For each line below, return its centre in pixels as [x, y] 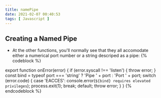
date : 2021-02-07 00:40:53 [33, 14]
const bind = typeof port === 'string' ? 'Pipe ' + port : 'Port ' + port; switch [80, 75]
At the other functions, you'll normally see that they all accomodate [80, 50]
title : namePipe [22, 10]
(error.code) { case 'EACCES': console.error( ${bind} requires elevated [78, 81]
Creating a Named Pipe [41, 38]
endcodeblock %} [23, 91]
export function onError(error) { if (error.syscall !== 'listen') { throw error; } [80, 70]
